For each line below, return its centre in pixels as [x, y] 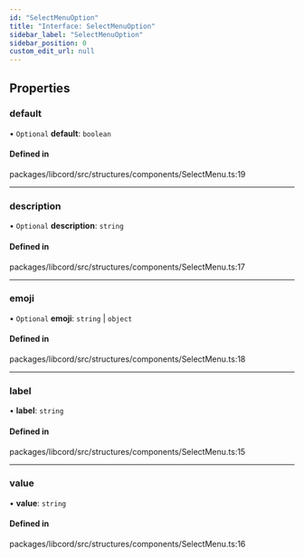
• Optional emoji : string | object [71, 318]
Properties [40, 88]
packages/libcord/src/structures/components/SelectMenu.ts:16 [128, 544]
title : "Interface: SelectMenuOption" [82, 26]
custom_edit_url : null [52, 52]
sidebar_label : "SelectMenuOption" [76, 34]
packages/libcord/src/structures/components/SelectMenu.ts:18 [128, 359]
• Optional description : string [66, 226]
